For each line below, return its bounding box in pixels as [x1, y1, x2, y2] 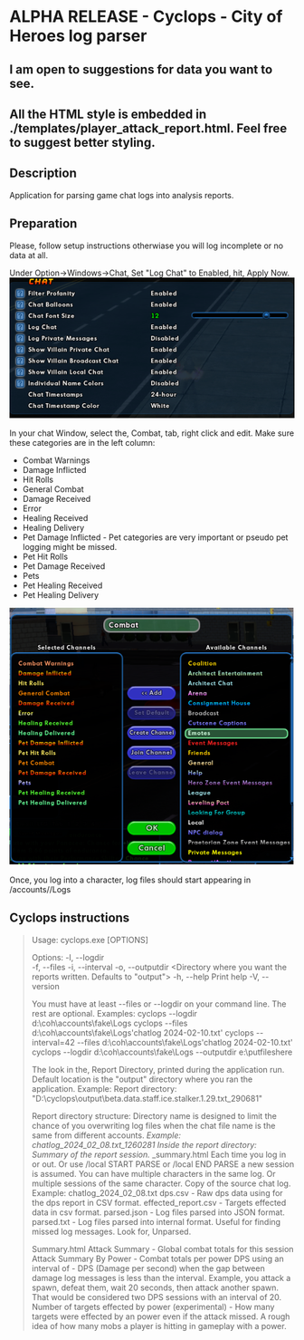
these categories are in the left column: [9, 437, 156, 448]
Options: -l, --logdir [31, 951, 105, 962]
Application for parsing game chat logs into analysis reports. [9, 189, 234, 200]
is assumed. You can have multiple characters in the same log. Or [31, 1168, 276, 1179]
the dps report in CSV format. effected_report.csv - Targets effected [31, 1197, 287, 1208]
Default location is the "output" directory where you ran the [31, 1074, 253, 1085]
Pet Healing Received [22, 580, 103, 591]
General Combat [22, 483, 84, 495]
